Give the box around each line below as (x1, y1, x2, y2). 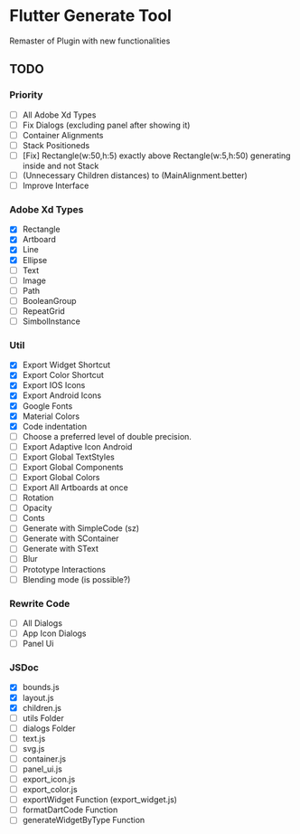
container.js (22, 753, 66, 764)
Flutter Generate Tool (9, 5, 172, 26)
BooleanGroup (22, 295, 77, 306)
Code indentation (22, 421, 88, 431)
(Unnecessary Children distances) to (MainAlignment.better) (22, 169, 248, 181)
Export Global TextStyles (22, 451, 115, 462)
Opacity (22, 503, 52, 514)
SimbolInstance (22, 316, 81, 327)
